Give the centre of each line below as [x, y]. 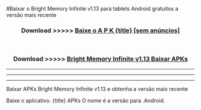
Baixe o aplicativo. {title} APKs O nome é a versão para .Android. [86, 100]
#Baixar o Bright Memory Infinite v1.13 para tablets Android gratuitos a [92, 9]
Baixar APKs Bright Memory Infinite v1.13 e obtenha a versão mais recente [97, 88]
